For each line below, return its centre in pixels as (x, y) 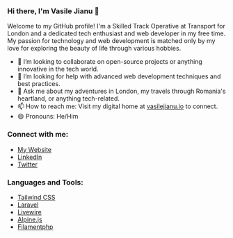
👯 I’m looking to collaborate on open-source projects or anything (110, 62)
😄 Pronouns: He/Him (48, 117)
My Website (34, 149)
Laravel (28, 205)
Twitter (27, 164)
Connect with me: (38, 135)
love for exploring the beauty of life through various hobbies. (94, 49)
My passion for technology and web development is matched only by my (111, 41)
